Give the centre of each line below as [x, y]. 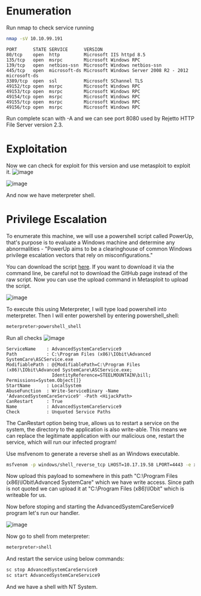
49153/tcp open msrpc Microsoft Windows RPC [73, 91]
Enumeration [39, 11]
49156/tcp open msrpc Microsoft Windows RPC [73, 107]
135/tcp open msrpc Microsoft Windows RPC [73, 60]
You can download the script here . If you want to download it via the [90, 267]
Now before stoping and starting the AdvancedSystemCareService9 [90, 507]
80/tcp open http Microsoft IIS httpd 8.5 [76, 55]
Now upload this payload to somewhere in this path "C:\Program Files [92, 476]
